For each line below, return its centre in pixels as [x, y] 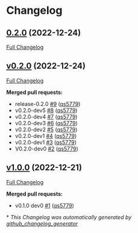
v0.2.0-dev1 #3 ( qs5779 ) [46, 142]
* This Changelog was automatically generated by [69, 217]
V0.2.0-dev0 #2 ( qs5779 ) [46, 149]
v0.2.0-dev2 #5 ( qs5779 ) [46, 129]
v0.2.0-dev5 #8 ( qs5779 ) [46, 110]
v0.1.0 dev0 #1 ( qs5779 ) [44, 205]
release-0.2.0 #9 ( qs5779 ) [48, 104]
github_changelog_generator [42, 223]
